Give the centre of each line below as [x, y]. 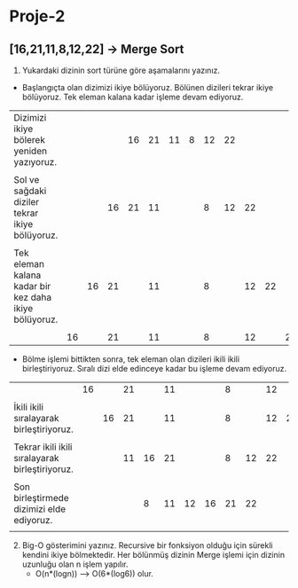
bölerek [30, 140]
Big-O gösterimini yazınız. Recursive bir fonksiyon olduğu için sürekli [147, 545]
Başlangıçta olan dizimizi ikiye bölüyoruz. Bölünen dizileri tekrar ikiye [147, 87]
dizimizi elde [40, 509]
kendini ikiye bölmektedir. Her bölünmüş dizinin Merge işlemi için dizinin [153, 555]
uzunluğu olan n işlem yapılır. [75, 564]
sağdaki [30, 191]
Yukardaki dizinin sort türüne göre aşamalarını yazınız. [121, 70]
